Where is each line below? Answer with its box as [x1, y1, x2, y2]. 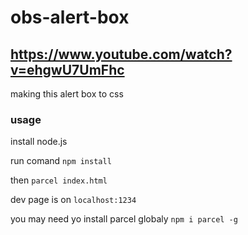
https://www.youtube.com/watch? [10, 46, 233, 63]
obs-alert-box [10, 6, 130, 29]
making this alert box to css [10, 88, 124, 100]
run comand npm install [10, 155, 112, 167]
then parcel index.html [10, 174, 108, 186]
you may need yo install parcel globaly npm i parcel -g [10, 213, 238, 225]
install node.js [10, 136, 68, 148]
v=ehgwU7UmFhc [10, 61, 125, 78]
